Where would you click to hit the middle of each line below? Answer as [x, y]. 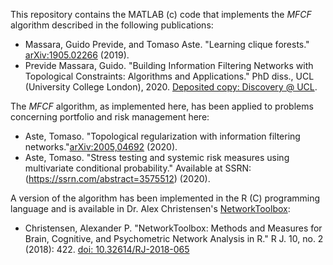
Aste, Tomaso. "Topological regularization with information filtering [162, 136]
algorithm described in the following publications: [112, 25]
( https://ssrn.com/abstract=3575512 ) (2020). [117, 178]
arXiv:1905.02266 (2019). [77, 55]
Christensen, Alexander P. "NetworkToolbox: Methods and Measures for [173, 228]
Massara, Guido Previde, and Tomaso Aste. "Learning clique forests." [167, 44]
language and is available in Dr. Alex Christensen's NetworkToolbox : [150, 208]
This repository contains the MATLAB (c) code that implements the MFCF [161, 14]
